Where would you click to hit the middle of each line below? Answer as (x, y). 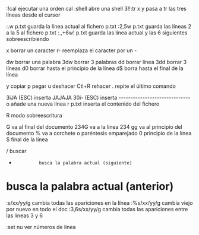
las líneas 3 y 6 (25, 215)
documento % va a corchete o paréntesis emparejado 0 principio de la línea (99, 133)
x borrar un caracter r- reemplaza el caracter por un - (72, 50)
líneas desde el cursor (33, 15)
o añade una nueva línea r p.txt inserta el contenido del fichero (83, 104)
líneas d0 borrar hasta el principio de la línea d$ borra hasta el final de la (95, 68)
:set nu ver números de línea (41, 227)
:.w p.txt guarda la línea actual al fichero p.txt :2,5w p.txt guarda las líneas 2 (99, 26)
